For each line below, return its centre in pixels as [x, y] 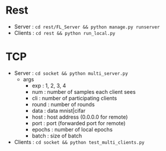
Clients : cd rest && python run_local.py [65, 32]
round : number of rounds [63, 104]
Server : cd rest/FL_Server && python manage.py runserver [87, 27]
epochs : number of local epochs [72, 129]
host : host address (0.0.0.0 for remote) [80, 117]
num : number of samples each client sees [84, 91]
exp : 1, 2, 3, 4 [49, 86]
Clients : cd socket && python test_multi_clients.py [79, 142]
